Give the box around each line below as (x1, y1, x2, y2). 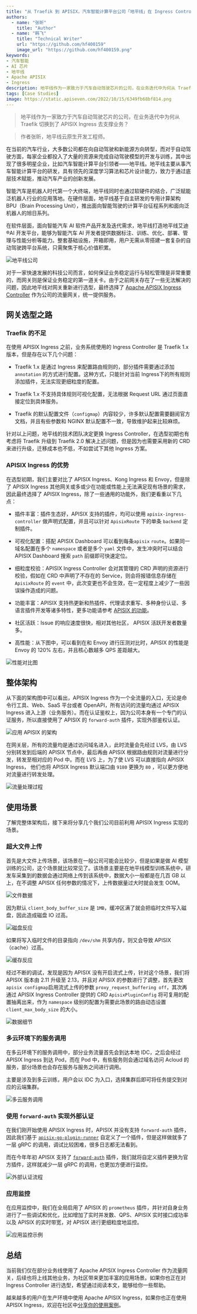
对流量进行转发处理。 (6, 771, 57, 778)
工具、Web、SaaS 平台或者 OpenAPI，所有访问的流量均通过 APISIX (16, 701, 180, 709)
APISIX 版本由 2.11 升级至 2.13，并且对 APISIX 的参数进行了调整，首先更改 (6, 976, 184, 983)
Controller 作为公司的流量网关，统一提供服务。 (6, 291, 119, 298)
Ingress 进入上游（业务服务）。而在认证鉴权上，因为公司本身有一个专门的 (6, 709, 182, 716)
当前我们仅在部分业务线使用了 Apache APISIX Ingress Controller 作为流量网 (6, 1267, 188, 1274)
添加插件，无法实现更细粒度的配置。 (14, 378, 103, 385)
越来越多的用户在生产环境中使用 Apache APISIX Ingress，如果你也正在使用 (6, 1294, 186, 1301)
